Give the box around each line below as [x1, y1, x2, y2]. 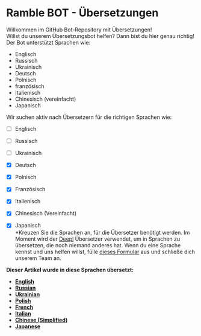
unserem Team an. [14, 254, 61, 262]
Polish [14, 297, 31, 304]
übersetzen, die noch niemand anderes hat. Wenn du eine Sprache [14, 241, 181, 249]
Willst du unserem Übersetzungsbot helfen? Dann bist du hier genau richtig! [6, 32, 194, 39]
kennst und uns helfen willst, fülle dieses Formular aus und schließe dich [14, 248, 196, 255]
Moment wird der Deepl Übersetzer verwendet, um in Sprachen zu [14, 235, 181, 242]
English [14, 277, 35, 285]
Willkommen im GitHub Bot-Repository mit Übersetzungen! [6, 26, 152, 33]
